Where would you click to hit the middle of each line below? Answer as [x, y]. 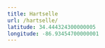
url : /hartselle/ [33, 20]
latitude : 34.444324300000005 [52, 27]
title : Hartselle [33, 14]
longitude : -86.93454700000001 [53, 34]
